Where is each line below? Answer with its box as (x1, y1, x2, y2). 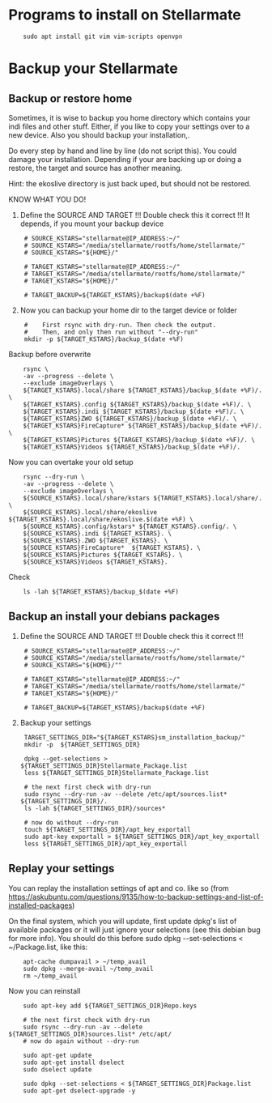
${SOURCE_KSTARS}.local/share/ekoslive (23, 508, 158, 516)
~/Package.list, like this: (8, 942, 88, 952)
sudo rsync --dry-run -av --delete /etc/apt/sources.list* (23, 790, 227, 799)
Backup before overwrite (8, 349, 91, 359)
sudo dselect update (23, 1065, 92, 1074)
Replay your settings (8, 862, 115, 875)
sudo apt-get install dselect (23, 1058, 125, 1067)
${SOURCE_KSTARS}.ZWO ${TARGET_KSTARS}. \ (23, 536, 168, 544)
